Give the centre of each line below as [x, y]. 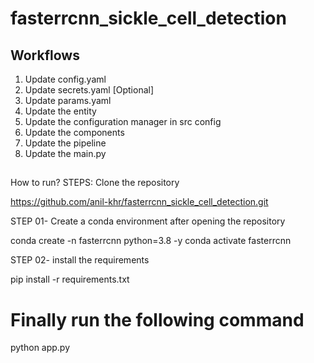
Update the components [74, 132]
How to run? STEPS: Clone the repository [95, 183]
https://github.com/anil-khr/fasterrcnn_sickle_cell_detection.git [139, 202]
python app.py [40, 348]
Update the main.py [65, 153]
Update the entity [60, 111]
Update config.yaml [65, 79]
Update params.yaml [68, 100]
